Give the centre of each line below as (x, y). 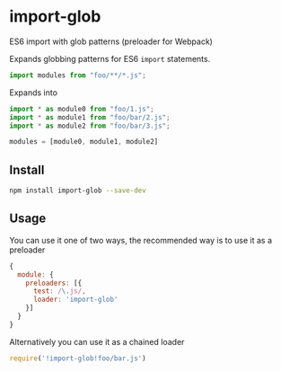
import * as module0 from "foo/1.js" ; (82, 109)
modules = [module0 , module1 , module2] (84, 142)
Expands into (34, 93)
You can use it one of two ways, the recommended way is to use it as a (140, 240)
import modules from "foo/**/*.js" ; (78, 75)
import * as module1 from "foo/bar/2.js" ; (90, 117)
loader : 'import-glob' (75, 300)
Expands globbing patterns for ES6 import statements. (110, 58)
